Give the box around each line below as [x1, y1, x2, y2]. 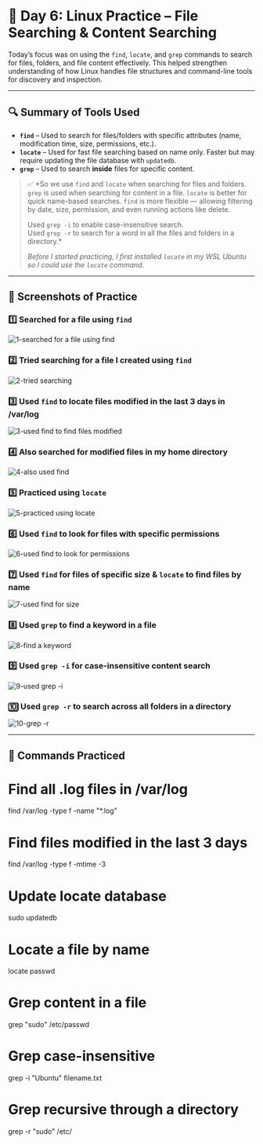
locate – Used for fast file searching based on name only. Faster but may [19, 147, 255, 156]
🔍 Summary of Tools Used [8, 106, 140, 119]
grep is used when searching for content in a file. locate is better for [27, 188, 247, 197]
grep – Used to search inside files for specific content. [19, 164, 195, 173]
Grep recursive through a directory [8, 1101, 239, 1119]
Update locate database [8, 887, 167, 905]
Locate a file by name [8, 941, 150, 958]
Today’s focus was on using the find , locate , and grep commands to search [8, 49, 253, 59]
